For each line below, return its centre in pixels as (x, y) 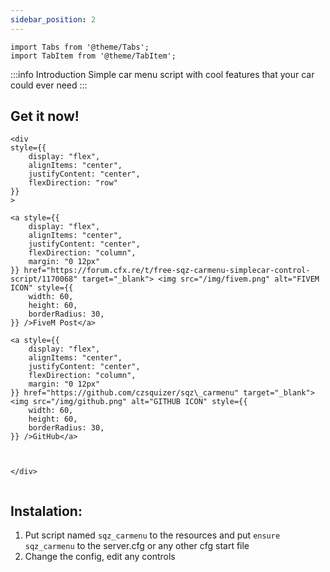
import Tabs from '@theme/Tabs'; (80, 47)
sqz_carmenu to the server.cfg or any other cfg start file (137, 546)
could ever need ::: (49, 85)
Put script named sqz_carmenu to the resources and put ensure (152, 535)
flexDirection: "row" (73, 183)
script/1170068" (44, 279)
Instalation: (46, 511)
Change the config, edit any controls (100, 557)
